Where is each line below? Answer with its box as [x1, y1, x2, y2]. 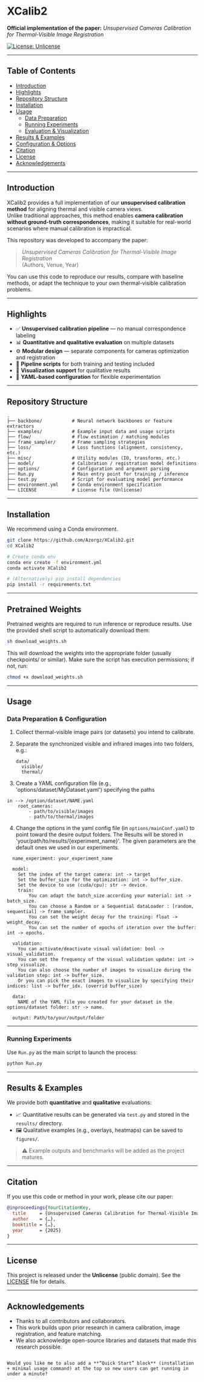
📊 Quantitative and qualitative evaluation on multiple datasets [15, 339, 174, 346]
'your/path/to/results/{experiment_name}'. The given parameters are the [15, 837, 196, 845]
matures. [21, 1154, 44, 1161]
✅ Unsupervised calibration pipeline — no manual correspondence [15, 325, 186, 332]
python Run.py [7, 1060, 43, 1066]
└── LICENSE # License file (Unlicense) [7, 487, 143, 493]
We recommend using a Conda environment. [7, 525, 119, 533]
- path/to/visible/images [28, 809, 94, 815]
